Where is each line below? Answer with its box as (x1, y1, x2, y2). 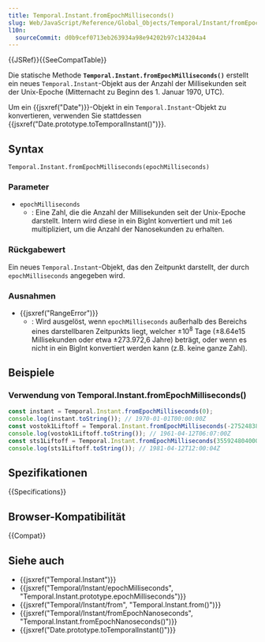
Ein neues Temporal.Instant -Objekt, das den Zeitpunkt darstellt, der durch (8, 262, 250, 272)
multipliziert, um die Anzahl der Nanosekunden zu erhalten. (31, 224, 225, 234)
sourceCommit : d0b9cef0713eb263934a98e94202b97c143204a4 (15, 33, 207, 42)
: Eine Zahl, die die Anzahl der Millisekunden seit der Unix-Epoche (31, 208, 246, 217)
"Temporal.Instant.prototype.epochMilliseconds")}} (19, 591, 187, 601)
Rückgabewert (8, 244, 65, 255)
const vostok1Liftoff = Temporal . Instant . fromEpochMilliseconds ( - (8, 422, 231, 430)
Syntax (8, 142, 44, 156)
